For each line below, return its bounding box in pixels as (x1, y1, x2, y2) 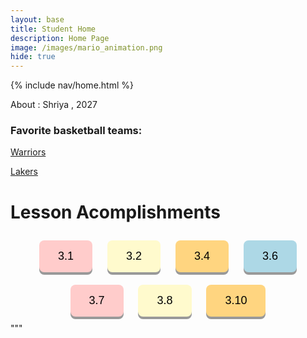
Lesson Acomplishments (10, 201, 221, 223)
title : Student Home (10, 24, 97, 34)
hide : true (10, 52, 56, 62)
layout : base (10, 14, 65, 25)
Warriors (10, 146, 47, 158)
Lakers (10, 166, 38, 178)
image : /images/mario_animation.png (10, 42, 163, 53)
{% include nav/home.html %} (10, 79, 134, 91)
